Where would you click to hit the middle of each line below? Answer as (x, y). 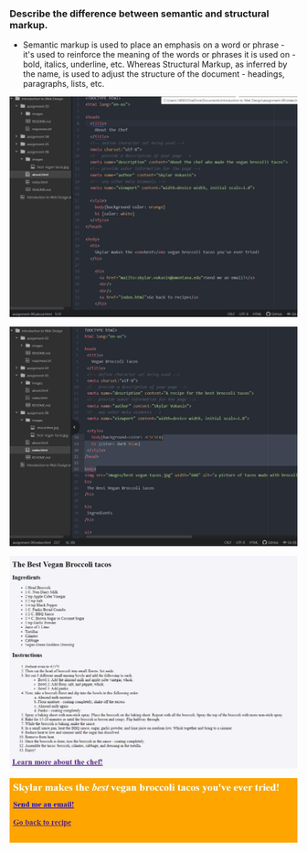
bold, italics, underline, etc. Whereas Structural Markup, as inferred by (155, 64)
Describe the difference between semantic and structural (139, 14)
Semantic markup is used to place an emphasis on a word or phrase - (153, 45)
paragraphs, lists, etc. (64, 84)
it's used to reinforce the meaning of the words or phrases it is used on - (159, 55)
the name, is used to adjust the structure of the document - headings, (153, 74)
